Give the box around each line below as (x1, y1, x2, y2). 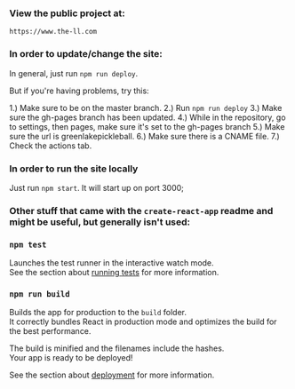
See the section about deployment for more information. (9, 369, 215, 380)
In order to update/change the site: (9, 48, 163, 60)
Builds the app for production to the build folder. (9, 307, 187, 318)
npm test (9, 239, 47, 250)
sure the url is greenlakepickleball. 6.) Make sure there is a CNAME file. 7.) (9, 131, 280, 141)
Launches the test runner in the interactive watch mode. (9, 258, 215, 268)
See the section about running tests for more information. (9, 267, 219, 278)
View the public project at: (9, 7, 126, 20)
